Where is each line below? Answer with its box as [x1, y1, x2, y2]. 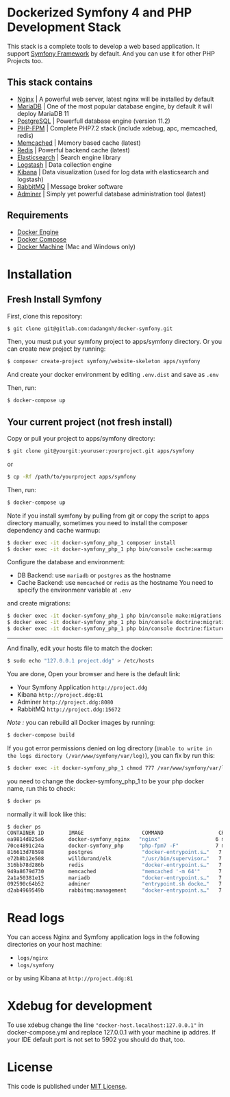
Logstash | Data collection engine [16, 160, 112, 169]
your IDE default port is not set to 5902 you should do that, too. [7, 1035, 186, 1043]
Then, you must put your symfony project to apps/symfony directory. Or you [7, 338, 222, 346]
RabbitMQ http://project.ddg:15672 [16, 705, 121, 713]
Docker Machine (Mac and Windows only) [16, 242, 136, 251]
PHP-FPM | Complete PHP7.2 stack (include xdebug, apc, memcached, [16, 124, 218, 132]
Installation [7, 266, 73, 282]
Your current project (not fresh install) [7, 416, 173, 428]
